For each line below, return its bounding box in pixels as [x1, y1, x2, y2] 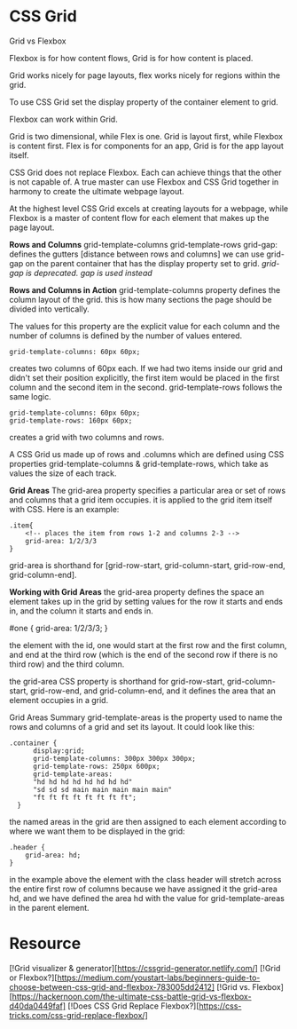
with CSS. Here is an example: [9, 503, 120, 514]
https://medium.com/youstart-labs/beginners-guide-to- [57, 972, 261, 983]
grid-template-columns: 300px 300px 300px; [32, 754, 197, 763]
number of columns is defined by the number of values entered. [9, 330, 243, 341]
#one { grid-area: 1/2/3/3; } [9, 622, 108, 633]
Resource [9, 934, 82, 954]
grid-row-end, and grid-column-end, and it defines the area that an [29, 685, 277, 696]
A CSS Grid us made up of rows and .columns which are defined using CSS [9, 448, 285, 459]
